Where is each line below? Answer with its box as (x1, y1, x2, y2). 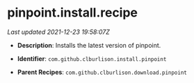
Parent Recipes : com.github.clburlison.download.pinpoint (17, 68, 188, 76)
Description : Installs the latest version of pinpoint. (17, 41, 161, 49)
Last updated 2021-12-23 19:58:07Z (7, 28, 110, 36)
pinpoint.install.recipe (7, 5, 138, 21)
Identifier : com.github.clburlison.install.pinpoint (17, 54, 167, 63)
